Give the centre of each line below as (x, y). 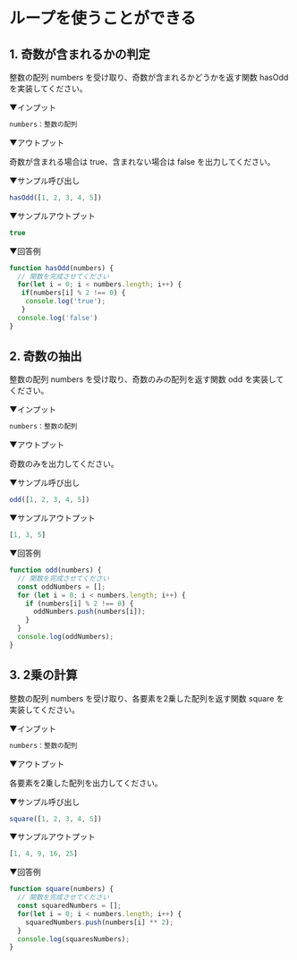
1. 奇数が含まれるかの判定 (80, 54)
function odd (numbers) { (55, 570)
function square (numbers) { (62, 889)
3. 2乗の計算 (43, 675)
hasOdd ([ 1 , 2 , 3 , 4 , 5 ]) (55, 198)
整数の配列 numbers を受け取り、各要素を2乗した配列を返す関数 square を (147, 698)
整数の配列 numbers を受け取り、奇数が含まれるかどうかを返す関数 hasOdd (149, 77)
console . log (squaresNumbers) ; (73, 939)
